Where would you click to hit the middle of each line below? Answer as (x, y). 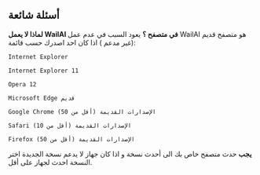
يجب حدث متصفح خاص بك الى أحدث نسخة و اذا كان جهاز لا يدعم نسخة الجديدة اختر (130, 154)
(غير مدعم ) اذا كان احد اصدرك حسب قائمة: (72, 42)
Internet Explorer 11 (44, 71)
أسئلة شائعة (34, 15)
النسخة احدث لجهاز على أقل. (50, 162)
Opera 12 (22, 84)
